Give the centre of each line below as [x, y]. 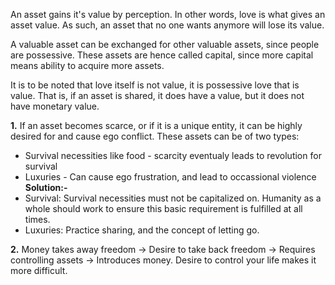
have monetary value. [55, 106]
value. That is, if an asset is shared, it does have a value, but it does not [157, 95]
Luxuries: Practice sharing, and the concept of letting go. [142, 230]
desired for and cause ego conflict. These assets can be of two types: [155, 136]
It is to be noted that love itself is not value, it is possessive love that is [155, 85]
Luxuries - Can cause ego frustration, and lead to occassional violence [170, 177]
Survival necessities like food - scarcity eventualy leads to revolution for [173, 155]
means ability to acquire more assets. [87, 65]
